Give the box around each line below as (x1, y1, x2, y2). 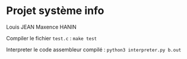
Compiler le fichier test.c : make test (6, 34, 97, 41)
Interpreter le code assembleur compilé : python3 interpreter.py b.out (6, 46, 182, 53)
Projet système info (6, 4, 104, 18)
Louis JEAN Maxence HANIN (6, 23, 77, 30)
